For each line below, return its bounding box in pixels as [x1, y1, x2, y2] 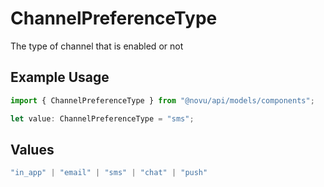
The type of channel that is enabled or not [10, 40, 184, 52]
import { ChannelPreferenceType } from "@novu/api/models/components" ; [10, 95, 315, 106]
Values [10, 141, 55, 158]
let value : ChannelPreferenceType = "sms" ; [10, 113, 195, 124]
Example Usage [10, 69, 110, 86]
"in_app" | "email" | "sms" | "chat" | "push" [10, 168, 208, 178]
